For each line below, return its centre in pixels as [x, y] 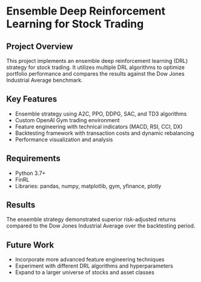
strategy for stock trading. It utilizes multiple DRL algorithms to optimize [96, 67]
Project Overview [40, 46]
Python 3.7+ [30, 173]
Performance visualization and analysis [64, 139]
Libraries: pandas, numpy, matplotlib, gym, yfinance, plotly [88, 186]
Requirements [33, 159]
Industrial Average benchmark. [44, 80]
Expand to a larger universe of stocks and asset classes [84, 272]
